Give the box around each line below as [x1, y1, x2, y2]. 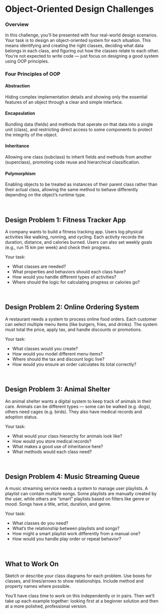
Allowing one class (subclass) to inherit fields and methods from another [5, 154, 152, 160]
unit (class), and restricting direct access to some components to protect [5, 127, 153, 132]
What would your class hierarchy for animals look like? [12, 433, 123, 439]
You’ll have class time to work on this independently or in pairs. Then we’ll [5, 593, 155, 599]
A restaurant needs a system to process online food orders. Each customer [5, 316, 157, 322]
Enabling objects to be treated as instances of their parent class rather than [5, 181, 158, 188]
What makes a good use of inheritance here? [12, 443, 103, 449]
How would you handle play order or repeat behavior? [12, 536, 121, 542]
